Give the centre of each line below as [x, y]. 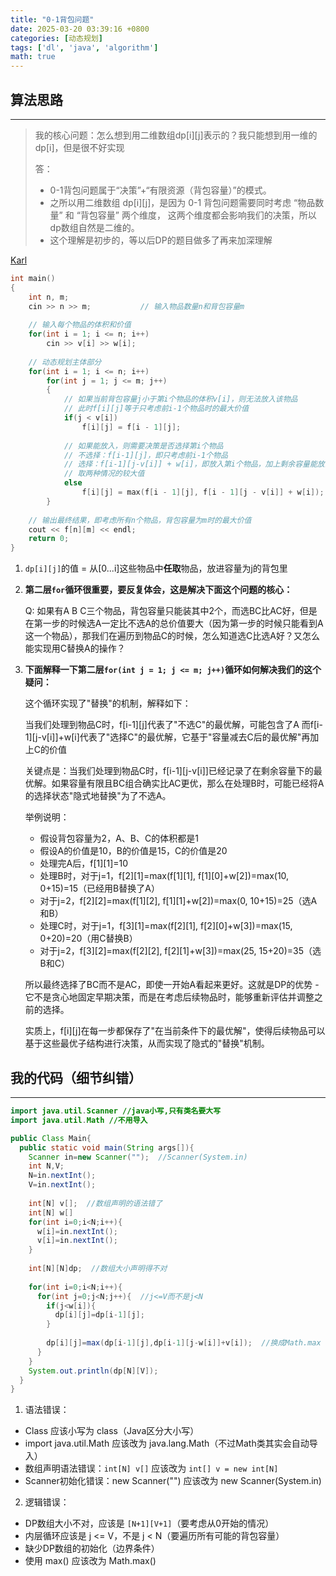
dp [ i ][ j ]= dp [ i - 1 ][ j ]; [99, 1315]
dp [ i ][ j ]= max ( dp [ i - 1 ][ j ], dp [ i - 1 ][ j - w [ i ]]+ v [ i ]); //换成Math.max [184, 1343]
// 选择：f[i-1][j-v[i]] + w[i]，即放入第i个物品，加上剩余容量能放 [194, 464]
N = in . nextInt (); [62, 1176]
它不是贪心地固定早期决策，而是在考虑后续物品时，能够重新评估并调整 [169, 997]
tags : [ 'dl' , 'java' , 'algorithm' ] [84, 47]
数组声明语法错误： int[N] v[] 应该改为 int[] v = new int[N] [151, 1468]
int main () [33, 278]
